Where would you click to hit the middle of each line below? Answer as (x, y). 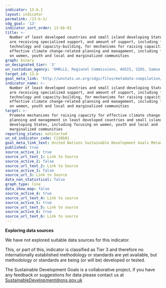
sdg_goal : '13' (21, 23)
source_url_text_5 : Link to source (42, 207)
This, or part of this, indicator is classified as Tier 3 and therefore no (74, 249)
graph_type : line (23, 184)
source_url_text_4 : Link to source (42, 198)
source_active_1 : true (28, 152)
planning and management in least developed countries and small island (86, 120)
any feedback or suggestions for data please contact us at (65, 275)
